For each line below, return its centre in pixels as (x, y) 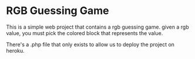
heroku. (15, 50)
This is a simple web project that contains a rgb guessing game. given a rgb (97, 27)
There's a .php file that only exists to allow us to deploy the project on (90, 44)
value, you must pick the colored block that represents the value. (85, 33)
